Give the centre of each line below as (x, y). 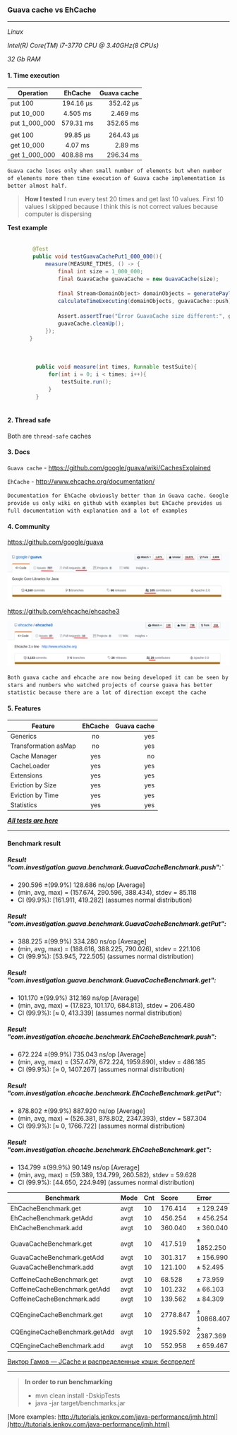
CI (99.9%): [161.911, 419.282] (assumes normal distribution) (105, 900)
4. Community (29, 526)
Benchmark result (34, 844)
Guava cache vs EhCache (52, 10)
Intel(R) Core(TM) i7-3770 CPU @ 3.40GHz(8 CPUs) (83, 46)
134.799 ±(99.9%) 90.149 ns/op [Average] (78, 1167)
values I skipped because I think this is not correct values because (121, 207)
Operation (32, 93)
